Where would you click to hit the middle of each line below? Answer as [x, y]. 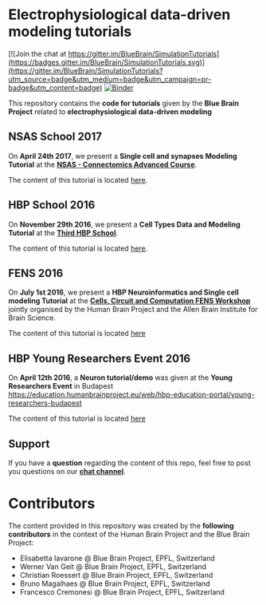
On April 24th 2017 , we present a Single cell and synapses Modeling [123, 156]
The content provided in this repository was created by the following [121, 525]
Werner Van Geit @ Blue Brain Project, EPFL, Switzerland [113, 566]
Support [29, 443]
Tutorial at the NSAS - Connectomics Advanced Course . [103, 164]
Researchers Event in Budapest [61, 386]
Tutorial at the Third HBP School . [63, 232]
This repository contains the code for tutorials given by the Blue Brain [123, 103]
